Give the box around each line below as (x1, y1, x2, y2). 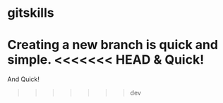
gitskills (7, 5, 54, 21)
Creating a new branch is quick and (7, 37, 219, 53)
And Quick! (7, 75, 40, 83)
